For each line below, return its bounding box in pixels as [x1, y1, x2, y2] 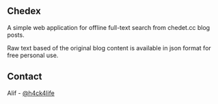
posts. [7, 31, 25, 39]
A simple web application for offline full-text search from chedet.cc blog [7, 23, 210, 31]
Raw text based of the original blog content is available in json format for [7, 44, 212, 52]
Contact [7, 71, 42, 82]
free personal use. [7, 51, 59, 59]
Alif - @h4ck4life [7, 88, 55, 97]
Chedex [7, 5, 41, 17]
